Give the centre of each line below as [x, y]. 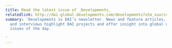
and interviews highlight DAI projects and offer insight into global [87, 24]
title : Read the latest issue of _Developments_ [58, 10]
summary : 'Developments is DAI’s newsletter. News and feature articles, [86, 19]
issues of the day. [31, 29]
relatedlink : [19, 15]
